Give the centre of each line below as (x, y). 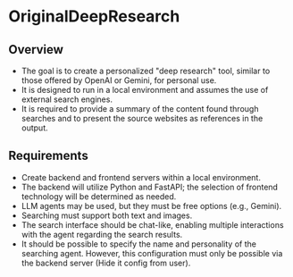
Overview (36, 50)
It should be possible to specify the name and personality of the (138, 244)
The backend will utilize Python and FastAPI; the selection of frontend (150, 187)
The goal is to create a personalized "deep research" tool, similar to (146, 71)
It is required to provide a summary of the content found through (140, 109)
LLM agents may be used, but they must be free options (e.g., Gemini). (151, 206)
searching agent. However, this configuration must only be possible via (152, 253)
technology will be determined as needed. (99, 196)
